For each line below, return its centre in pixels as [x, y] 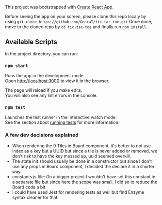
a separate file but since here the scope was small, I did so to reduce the [85, 182]
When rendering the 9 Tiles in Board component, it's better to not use [81, 146]
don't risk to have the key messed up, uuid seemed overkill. [72, 156]
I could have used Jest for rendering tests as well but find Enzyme [78, 192]
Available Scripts [31, 42]
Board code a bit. [29, 187]
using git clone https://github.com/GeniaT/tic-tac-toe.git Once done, [79, 22]
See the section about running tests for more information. [62, 122]
